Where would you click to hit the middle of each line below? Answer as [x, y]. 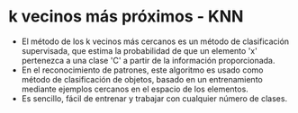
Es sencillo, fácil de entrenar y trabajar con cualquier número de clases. [154, 98]
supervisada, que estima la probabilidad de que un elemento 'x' [139, 50]
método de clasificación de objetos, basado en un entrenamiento [142, 79]
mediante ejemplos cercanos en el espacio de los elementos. [135, 89]
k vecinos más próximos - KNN [126, 17]
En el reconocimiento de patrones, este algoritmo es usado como [142, 70]
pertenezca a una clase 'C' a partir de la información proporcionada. [148, 60]
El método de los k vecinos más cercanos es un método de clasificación [155, 41]
